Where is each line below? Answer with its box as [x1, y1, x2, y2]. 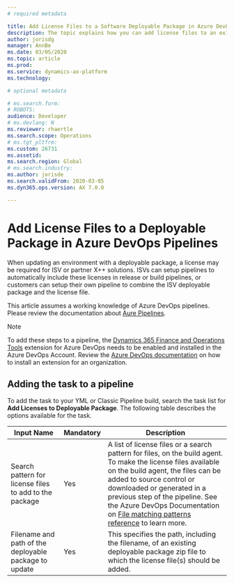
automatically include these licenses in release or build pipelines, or [7, 273, 201, 281]
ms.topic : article [7, 55, 61, 63]
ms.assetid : [7, 151, 42, 159]
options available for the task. [7, 411, 92, 420]
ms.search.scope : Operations [7, 132, 92, 139]
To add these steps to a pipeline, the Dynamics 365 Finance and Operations [7, 335, 225, 344]
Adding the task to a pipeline [7, 378, 134, 390]
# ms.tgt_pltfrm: [7, 139, 58, 146]
